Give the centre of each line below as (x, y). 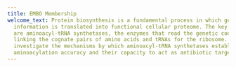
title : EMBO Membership (42, 14)
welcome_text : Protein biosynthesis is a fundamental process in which (114, 20)
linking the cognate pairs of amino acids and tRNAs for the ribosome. (121, 40)
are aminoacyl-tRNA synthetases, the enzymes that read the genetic (116, 33)
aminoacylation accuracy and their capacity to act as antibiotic (113, 53)
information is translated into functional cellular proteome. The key (121, 27)
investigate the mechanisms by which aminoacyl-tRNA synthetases (111, 46)
